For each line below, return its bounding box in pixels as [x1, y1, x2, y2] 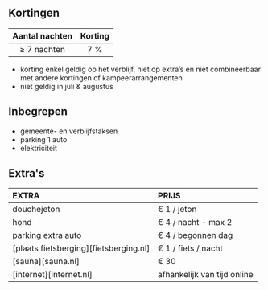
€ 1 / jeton [158, 204, 197, 215]
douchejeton [12, 204, 60, 215]
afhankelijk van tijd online [158, 269, 254, 280]
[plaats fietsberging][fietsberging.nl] [12, 243, 150, 254]
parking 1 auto [19, 134, 68, 144]
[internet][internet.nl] [12, 269, 93, 280]
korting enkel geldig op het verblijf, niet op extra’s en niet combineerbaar [19, 64, 262, 74]
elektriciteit [19, 143, 58, 153]
